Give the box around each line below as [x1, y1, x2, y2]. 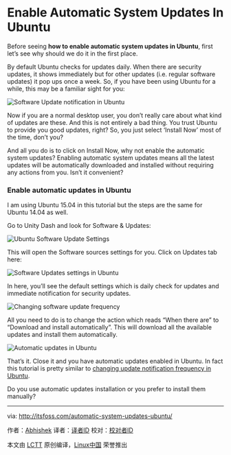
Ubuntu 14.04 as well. [7, 208, 69, 217]
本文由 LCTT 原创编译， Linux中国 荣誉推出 [7, 441, 128, 449]
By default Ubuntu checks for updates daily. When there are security [7, 62, 201, 71]
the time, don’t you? [7, 132, 64, 141]
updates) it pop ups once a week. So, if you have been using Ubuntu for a [7, 77, 216, 85]
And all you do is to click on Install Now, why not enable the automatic [7, 146, 205, 154]
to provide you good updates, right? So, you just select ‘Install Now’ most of [7, 126, 222, 134]
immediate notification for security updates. [7, 290, 131, 298]
